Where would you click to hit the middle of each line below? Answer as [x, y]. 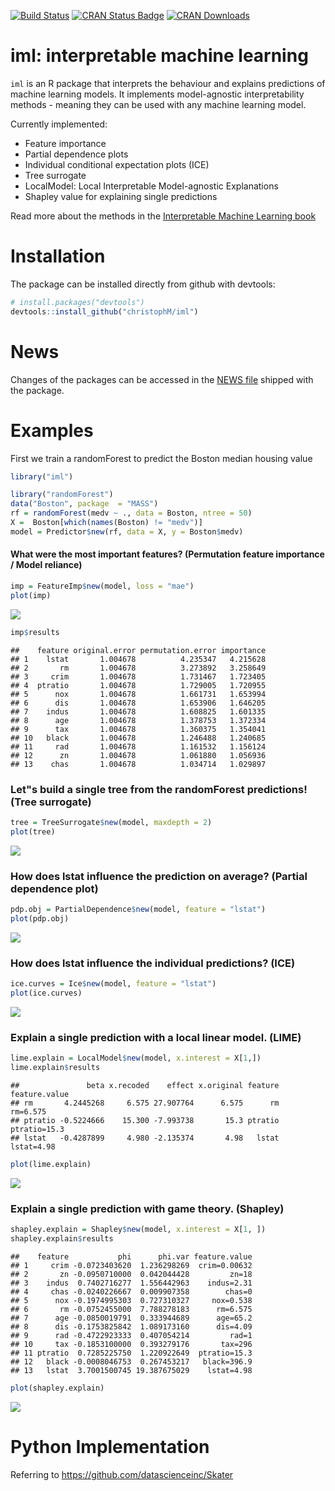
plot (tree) [33, 831]
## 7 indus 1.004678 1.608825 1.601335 [138, 711]
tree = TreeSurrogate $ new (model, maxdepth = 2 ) [111, 822]
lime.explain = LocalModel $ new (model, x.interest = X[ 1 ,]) [136, 1058]
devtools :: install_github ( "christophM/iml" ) [104, 311]
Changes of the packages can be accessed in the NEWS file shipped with [162, 379]
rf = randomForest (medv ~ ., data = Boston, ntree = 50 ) [131, 513]
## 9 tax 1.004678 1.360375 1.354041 [138, 729]
